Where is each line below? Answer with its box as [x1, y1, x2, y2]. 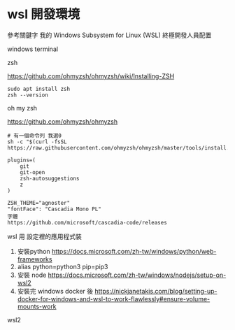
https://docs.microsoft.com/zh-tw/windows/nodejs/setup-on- [48, 271, 227, 279]
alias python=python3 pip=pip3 [17, 262, 108, 271]
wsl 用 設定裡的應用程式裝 [7, 232, 83, 241]
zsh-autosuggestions [20, 175, 80, 182]
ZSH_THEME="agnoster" [7, 199, 71, 206]
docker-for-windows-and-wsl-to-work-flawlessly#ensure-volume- [17, 294, 211, 303]
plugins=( [7, 157, 36, 164]
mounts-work [17, 302, 57, 310]
